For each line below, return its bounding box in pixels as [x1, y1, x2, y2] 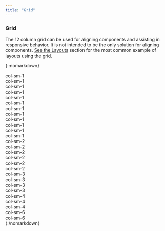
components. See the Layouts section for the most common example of [5, 47, 156, 53]
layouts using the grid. [5, 52, 52, 59]
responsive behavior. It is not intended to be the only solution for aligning [5, 42, 159, 48]
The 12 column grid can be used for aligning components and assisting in [5, 36, 160, 42]
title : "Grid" [5, 7, 36, 13]
